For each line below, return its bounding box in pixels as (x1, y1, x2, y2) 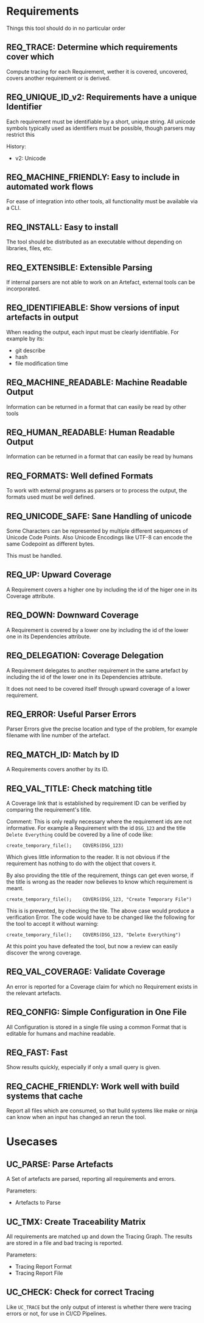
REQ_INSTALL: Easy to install (6, 222, 119, 233)
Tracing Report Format (15, 1263, 72, 1270)
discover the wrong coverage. (6, 949, 82, 956)
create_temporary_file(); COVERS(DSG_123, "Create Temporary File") (6, 896, 192, 903)
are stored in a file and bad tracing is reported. (6, 1239, 123, 1246)
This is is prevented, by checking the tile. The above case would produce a (6, 907, 194, 914)
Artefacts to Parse (15, 1199, 61, 1206)
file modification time (15, 359, 69, 367)
